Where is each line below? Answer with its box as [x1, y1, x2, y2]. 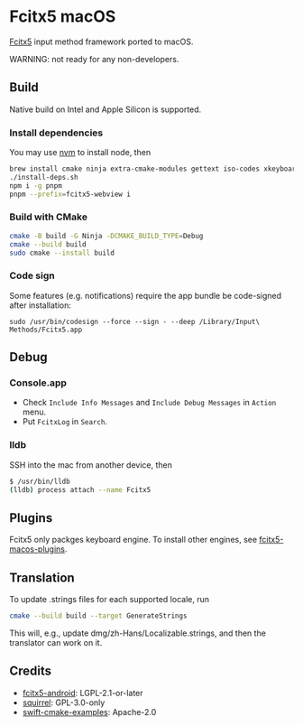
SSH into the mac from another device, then [9, 459, 173, 470]
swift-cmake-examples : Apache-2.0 [22, 706, 157, 717]
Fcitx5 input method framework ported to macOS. [9, 36, 194, 47]
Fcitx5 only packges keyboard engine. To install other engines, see [9, 535, 258, 545]
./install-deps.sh [9, 172, 78, 181]
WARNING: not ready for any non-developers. [9, 53, 179, 64]
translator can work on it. [9, 638, 103, 647]
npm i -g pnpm [9, 181, 63, 191]
